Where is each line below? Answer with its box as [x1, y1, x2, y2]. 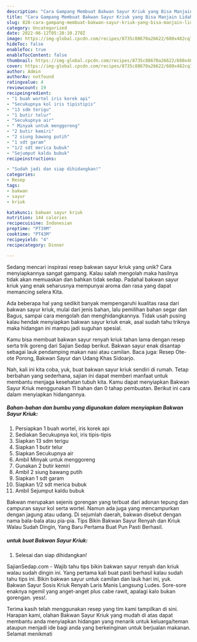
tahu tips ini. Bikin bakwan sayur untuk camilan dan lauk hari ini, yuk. [6, 575, 172, 583]
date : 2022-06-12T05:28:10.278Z [6, 30, 85, 36]
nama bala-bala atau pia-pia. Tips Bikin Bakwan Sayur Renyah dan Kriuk [6, 517, 181, 524]
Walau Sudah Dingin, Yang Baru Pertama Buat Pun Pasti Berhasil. [6, 524, 163, 531]
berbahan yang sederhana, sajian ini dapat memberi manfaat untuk [6, 372, 168, 379]
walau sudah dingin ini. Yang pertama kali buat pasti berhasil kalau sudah [6, 569, 183, 576]
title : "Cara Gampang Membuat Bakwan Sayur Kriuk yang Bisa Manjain [6, 14, 177, 20]
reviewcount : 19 [6, 85, 46, 91]
